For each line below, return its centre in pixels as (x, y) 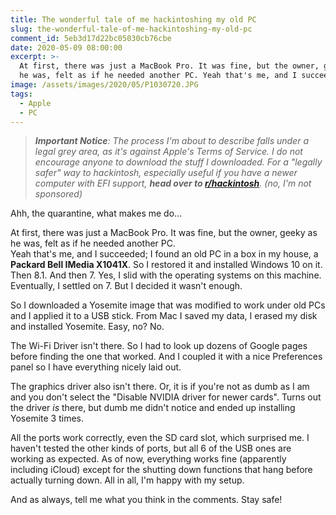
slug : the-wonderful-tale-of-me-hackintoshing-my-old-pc (131, 29)
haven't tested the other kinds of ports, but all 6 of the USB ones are (151, 448)
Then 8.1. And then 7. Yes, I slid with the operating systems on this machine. (166, 275)
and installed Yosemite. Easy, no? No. (87, 327)
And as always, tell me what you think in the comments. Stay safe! (146, 500)
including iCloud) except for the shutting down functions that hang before (161, 470)
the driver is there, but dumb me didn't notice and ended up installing (153, 408)
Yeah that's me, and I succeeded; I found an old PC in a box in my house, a (164, 254)
